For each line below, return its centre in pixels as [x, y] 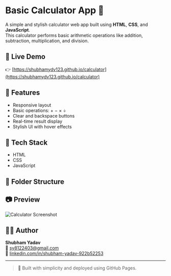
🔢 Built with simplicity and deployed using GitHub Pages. [77, 268]
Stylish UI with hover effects [42, 126]
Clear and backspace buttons [44, 116]
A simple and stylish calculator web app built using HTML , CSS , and [77, 24]
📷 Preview [23, 200]
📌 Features [23, 93]
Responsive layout [32, 105]
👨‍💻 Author [22, 230]
